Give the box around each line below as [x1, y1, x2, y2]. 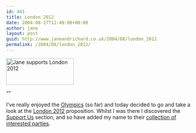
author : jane [6, 25, 38, 31]
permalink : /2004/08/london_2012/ [6, 42, 92, 48]
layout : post [6, 31, 38, 37]
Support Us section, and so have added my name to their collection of [6, 113, 177, 121]
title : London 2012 [6, 14, 54, 20]
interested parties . [6, 119, 51, 127]
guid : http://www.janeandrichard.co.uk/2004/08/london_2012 [6, 36, 158, 42]
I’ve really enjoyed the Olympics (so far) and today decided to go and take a [6, 101, 191, 108]
